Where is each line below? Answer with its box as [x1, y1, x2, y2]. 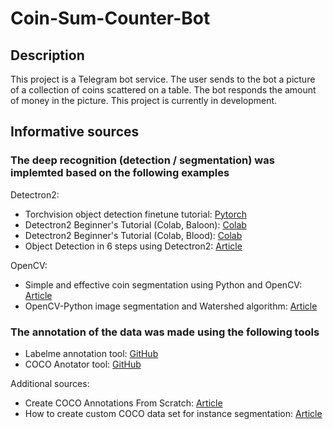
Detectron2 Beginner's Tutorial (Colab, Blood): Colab [24, 229, 243, 241]
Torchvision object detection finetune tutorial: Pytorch [24, 208, 247, 220]
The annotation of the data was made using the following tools [10, 325, 320, 339]
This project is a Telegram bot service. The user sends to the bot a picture [10, 73, 316, 85]
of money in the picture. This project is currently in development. [10, 95, 278, 106]
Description [10, 47, 85, 64]
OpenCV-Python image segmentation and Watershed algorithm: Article [24, 300, 318, 312]
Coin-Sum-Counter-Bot [10, 7, 211, 30]
